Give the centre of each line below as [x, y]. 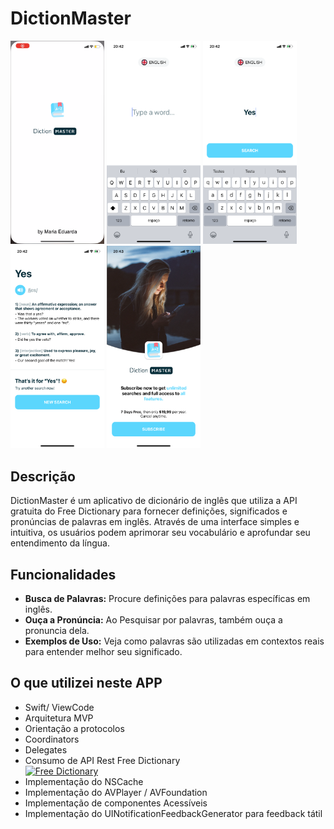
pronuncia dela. [57, 631]
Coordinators [52, 739]
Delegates [46, 749]
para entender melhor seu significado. [103, 652]
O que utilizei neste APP [86, 683]
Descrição [43, 476]
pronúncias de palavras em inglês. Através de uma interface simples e [155, 522]
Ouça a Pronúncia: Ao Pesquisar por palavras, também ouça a [153, 620]
